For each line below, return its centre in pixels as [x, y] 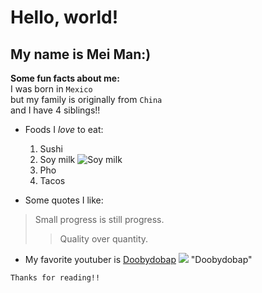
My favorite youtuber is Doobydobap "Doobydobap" [138, 259]
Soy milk [57, 159]
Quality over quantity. [104, 239]
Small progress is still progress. [99, 219]
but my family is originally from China [86, 99]
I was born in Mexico [51, 89]
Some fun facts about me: [65, 78]
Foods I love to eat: [64, 129]
